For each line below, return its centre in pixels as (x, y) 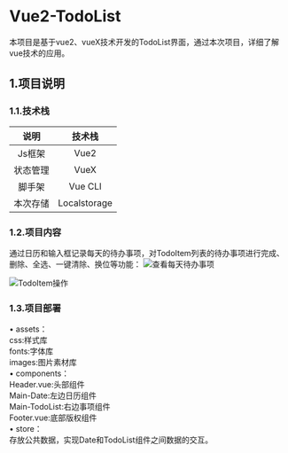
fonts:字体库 (31, 351)
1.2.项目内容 (35, 232)
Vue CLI (85, 186)
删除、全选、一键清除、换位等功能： (75, 264)
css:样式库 (28, 340)
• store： (26, 429)
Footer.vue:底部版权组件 (53, 418)
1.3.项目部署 (35, 308)
